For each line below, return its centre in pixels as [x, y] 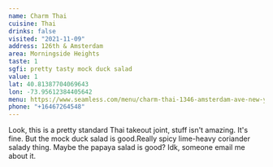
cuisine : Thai [32, 24]
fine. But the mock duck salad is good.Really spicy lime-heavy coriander [129, 138]
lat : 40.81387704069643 [49, 84]
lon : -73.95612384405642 [50, 92]
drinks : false [32, 31]
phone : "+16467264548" [47, 107]
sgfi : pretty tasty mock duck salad [70, 69]
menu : [17, 99]
